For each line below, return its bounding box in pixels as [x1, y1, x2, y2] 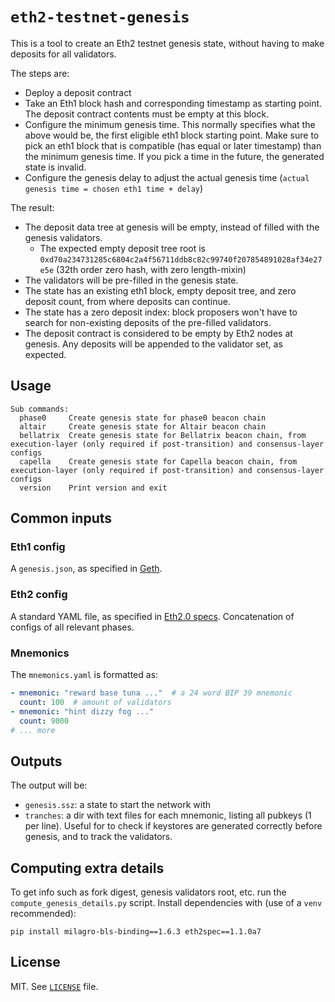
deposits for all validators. [10, 48, 117, 60]
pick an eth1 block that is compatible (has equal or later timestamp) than [24, 139, 322, 152]
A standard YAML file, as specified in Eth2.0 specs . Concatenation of [10, 610, 295, 622]
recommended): [10, 908, 77, 920]
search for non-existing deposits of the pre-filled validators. [24, 316, 272, 328]
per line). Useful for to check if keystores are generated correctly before [24, 820, 323, 832]
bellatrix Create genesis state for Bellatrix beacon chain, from [19, 430, 307, 440]
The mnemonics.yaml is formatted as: [10, 669, 159, 681]
